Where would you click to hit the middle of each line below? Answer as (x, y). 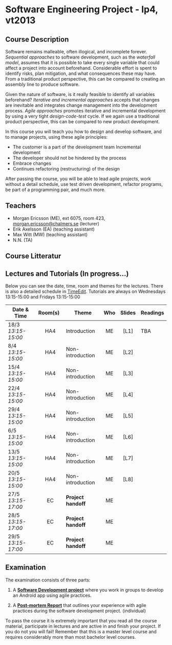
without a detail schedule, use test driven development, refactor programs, (84, 184)
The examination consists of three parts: (48, 580)
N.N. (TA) (23, 240)
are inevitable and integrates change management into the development (81, 105)
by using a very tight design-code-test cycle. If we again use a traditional (82, 116)
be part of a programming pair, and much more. (56, 189)
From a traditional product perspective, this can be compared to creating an (85, 79)
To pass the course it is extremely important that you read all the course (81, 620)
